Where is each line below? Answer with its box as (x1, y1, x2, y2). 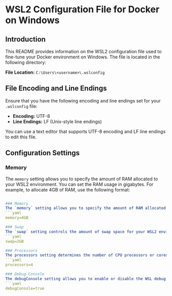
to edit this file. (5, 134, 37, 140)
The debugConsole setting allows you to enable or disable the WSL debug (5, 276, 166, 281)
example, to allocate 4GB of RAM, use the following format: (5, 186, 131, 193)
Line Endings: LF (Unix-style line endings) (12, 118, 102, 124)
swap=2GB (5, 239, 24, 244)
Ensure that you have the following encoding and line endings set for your (5, 97, 161, 103)
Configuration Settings (5, 149, 80, 157)
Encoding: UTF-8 (12, 113, 50, 119)
